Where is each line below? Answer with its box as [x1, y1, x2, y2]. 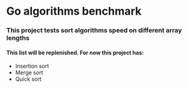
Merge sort [15, 69, 44, 76]
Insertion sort [15, 62, 49, 70]
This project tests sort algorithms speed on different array [6, 26, 182, 35]
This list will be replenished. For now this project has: [6, 49, 144, 56]
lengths [6, 34, 30, 42]
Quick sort [15, 75, 42, 83]
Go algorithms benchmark [6, 4, 142, 18]
